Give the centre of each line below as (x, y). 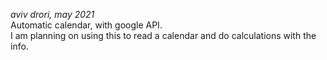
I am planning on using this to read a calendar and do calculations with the (163, 35)
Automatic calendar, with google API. (86, 25)
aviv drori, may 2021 (52, 14)
